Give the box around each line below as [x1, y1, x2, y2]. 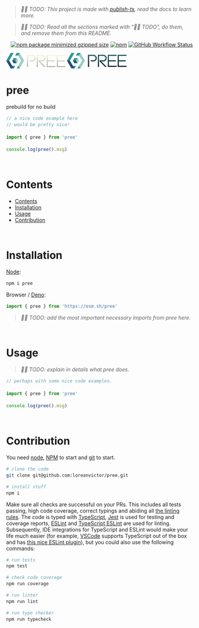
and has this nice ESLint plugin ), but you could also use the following [6, 539, 174, 546]
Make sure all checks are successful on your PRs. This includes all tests [6, 501, 182, 508]
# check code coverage [6, 575, 62, 581]
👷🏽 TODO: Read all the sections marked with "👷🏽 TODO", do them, [20, 24, 184, 30]
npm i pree [6, 281, 33, 286]
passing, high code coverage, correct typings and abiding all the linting [6, 507, 179, 514]
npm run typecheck [6, 616, 52, 622]
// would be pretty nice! [6, 121, 70, 127]
